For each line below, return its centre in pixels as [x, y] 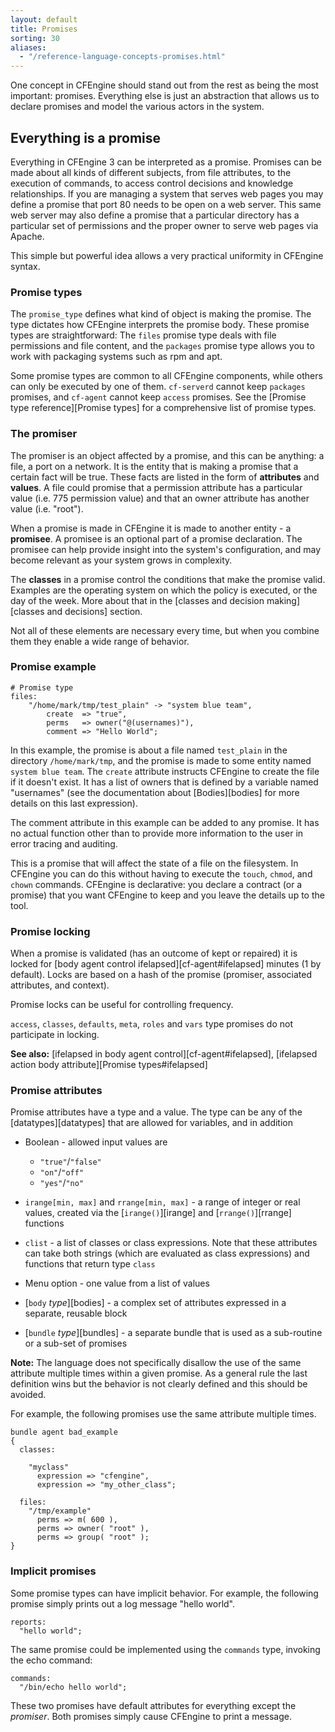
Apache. [27, 236]
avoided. [28, 1395]
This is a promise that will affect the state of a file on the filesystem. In [154, 863]
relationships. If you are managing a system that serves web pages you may [167, 193]
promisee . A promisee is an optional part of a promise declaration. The [156, 538]
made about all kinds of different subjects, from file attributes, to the [151, 172]
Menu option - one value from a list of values [117, 1283]
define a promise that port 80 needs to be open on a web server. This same [166, 204]
